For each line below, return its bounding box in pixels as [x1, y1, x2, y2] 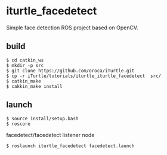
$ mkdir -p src [6, 62, 44, 68]
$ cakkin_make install [6, 83, 63, 89]
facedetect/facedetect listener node [6, 131, 95, 138]
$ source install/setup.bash [6, 116, 79, 121]
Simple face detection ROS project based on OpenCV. [6, 24, 138, 31]
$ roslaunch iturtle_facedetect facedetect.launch [6, 142, 135, 149]
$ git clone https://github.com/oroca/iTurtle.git [6, 68, 135, 74]
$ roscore [6, 121, 31, 127]
